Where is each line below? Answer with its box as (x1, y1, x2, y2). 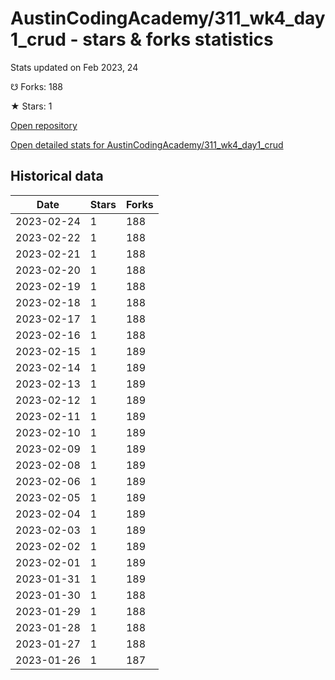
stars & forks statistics (82, 28, 274, 51)
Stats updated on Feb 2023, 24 (10, 61, 139, 73)
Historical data (10, 168, 104, 185)
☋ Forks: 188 (10, 80, 64, 92)
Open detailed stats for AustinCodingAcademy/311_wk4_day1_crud (10, 138, 284, 151)
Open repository (10, 119, 78, 131)
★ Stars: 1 (10, 100, 53, 112)
